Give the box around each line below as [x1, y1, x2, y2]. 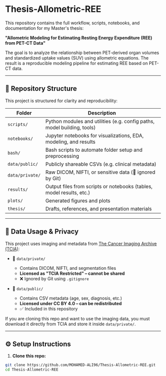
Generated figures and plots [45, 197, 111, 204]
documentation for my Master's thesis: [5, 25, 84, 31]
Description [87, 109, 116, 116]
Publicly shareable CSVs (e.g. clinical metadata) [45, 160, 157, 167]
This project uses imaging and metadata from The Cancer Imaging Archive [5, 241, 157, 247]
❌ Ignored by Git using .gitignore [19, 275, 89, 281]
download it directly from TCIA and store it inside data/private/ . [5, 321, 136, 327]
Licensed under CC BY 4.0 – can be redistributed [19, 300, 122, 306]
